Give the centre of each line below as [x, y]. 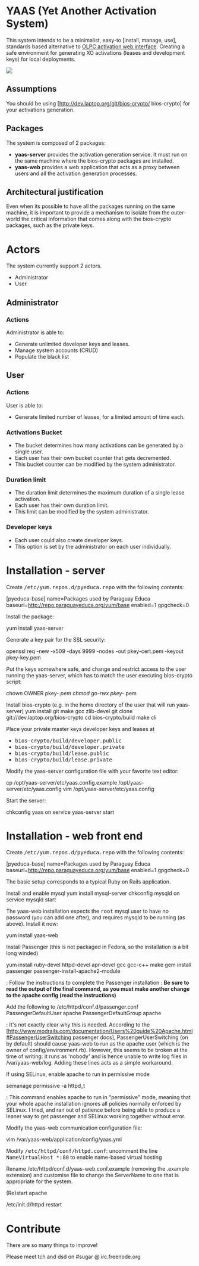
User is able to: [25, 405]
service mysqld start [31, 900]
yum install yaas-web [32, 935]
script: [14, 682]
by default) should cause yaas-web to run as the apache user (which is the [98, 1044]
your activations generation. [40, 110]
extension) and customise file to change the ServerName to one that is [93, 1175]
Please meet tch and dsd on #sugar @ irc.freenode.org [73, 1257]
